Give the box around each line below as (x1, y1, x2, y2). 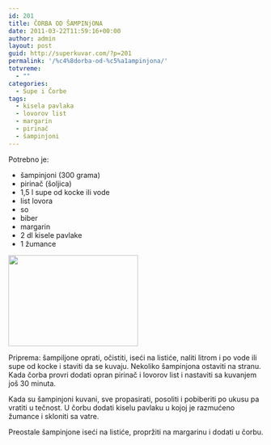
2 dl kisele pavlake (19, 230, 83, 239)
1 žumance (19, 239, 57, 248)
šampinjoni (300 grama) (19, 170, 101, 180)
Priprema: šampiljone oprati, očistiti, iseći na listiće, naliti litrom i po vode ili (8, 353, 257, 362)
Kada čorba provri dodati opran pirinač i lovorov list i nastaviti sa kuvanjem (8, 370, 257, 379)
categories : (8, 79, 49, 87)
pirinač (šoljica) (19, 179, 72, 189)
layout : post (8, 42, 53, 50)
